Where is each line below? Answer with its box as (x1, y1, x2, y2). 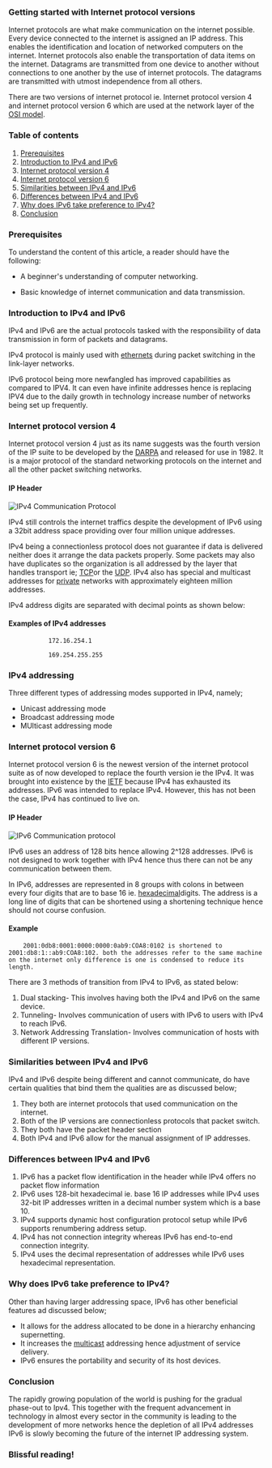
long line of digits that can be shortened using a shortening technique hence (8, 897, 263, 906)
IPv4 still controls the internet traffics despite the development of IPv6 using (8, 517, 262, 527)
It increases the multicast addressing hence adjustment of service (19, 1338, 241, 1348)
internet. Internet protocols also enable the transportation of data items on (8, 51, 256, 61)
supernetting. (19, 1329, 66, 1339)
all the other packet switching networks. (8, 464, 142, 474)
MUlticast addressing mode (19, 721, 113, 731)
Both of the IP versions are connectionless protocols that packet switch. (19, 1116, 261, 1126)
